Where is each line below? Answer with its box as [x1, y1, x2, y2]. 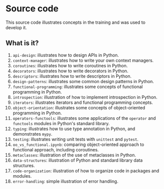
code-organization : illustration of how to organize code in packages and [12, 168, 160, 174]
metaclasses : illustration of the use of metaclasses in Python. [12, 152, 136, 158]
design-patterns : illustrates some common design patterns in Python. [12, 78, 154, 84]
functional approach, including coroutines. [12, 146, 99, 152]
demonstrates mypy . [12, 131, 53, 137]
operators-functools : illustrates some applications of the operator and [12, 115, 156, 121]
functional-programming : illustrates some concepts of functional [12, 84, 143, 90]
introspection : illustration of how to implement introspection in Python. [12, 94, 158, 100]
